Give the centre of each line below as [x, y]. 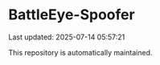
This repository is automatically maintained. [80, 52]
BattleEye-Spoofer [72, 15]
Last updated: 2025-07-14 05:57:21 [67, 37]
